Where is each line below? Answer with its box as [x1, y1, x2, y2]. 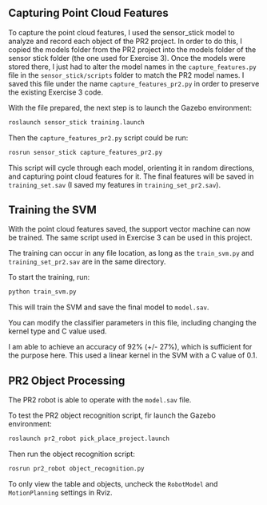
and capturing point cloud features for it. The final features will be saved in [8, 172, 254, 181]
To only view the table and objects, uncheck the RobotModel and [8, 479, 218, 488]
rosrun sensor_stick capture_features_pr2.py [8, 148, 162, 156]
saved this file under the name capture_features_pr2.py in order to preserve [8, 79, 260, 88]
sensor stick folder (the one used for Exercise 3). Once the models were [8, 53, 246, 63]
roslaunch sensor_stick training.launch [8, 118, 145, 127]
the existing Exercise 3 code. [8, 87, 104, 97]
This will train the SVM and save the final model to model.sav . [8, 302, 209, 312]
